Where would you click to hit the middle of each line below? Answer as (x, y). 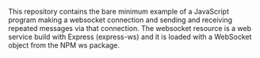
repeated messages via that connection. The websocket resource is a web (130, 28)
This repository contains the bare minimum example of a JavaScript (119, 12)
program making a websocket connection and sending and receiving (120, 20)
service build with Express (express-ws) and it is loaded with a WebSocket (130, 37)
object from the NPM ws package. (64, 45)
